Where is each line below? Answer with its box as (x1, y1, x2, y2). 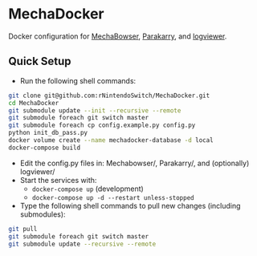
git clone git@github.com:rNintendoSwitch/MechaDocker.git (8, 91, 210, 100)
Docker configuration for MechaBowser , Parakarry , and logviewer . (8, 31, 227, 41)
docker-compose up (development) (31, 184, 145, 193)
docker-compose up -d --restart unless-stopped (31, 193, 194, 201)
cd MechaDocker (8, 99, 59, 107)
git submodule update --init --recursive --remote (8, 106, 182, 115)
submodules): (19, 209, 66, 219)
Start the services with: (19, 175, 97, 185)
